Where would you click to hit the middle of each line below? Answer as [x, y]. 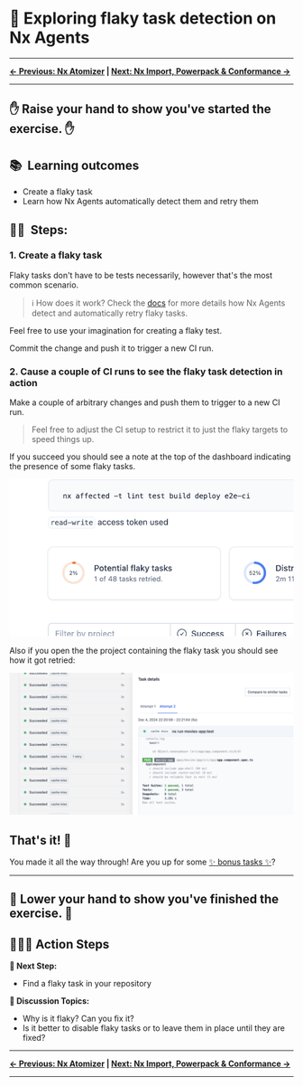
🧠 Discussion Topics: [50, 1001]
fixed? [34, 1038]
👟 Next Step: [33, 966]
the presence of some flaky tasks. [73, 467]
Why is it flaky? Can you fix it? [78, 1019]
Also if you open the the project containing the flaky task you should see [144, 651]
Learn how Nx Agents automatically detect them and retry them [140, 202]
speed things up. [63, 439]
